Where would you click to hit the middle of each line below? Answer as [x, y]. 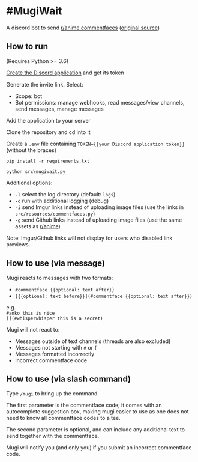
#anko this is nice [31, 313]
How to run [27, 47]
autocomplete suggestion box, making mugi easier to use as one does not [97, 412]
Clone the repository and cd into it [48, 132]
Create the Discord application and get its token [65, 73]
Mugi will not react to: [33, 329]
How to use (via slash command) [68, 379]
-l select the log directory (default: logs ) [65, 194]
